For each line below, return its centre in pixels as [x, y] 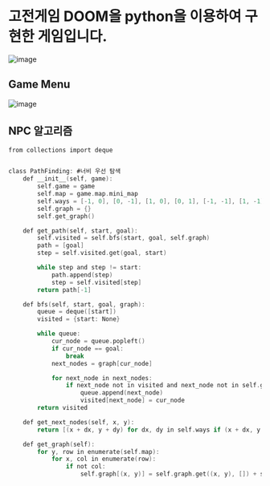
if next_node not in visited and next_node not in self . [163, 386]
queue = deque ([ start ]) [77, 312]
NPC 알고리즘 [41, 131]
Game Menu [39, 85]
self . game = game [66, 186]
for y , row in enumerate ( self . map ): [98, 452]
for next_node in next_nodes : [102, 378]
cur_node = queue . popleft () [98, 342]
